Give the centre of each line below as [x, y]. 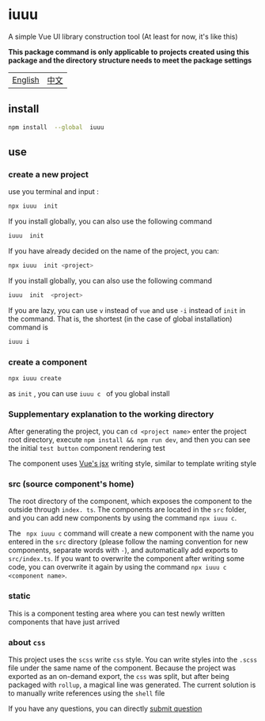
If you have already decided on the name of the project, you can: [114, 251]
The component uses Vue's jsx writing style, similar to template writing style [132, 463]
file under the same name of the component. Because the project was [122, 668]
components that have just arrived [64, 622]
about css [27, 642]
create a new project [49, 174]
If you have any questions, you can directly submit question [105, 709]
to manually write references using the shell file [87, 693]
